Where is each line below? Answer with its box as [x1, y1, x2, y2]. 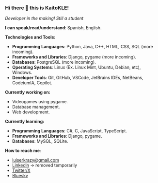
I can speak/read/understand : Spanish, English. [5, 25, 102, 31]
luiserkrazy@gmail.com [12, 157, 60, 163]
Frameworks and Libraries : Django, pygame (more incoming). [12, 54, 137, 60]
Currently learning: [5, 119, 45, 125]
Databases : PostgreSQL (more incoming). [12, 59, 96, 65]
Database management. [12, 104, 60, 110]
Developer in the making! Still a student [5, 16, 84, 21]
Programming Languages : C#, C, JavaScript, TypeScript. [12, 128, 127, 134]
